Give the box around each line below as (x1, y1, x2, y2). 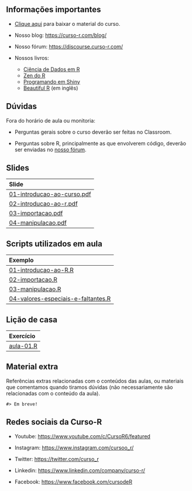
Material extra (6, 362, 59, 372)
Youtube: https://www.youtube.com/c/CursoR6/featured (14, 432, 150, 439)
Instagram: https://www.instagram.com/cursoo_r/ (14, 444, 134, 451)
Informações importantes (6, 5, 101, 15)
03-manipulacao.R (9, 285, 61, 293)
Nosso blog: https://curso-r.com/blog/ (14, 32, 107, 39)
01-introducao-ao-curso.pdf (9, 190, 91, 198)
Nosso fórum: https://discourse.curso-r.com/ (14, 43, 124, 50)
